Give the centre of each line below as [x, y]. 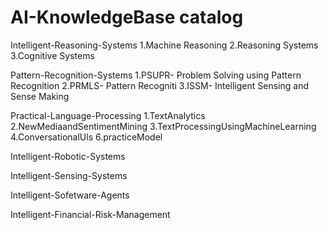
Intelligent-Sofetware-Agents [70, 195]
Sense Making [40, 96]
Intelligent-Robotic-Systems [68, 156]
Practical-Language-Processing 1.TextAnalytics [108, 115]
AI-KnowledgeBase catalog [127, 17]
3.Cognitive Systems [52, 55]
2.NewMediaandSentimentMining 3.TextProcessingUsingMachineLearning [163, 126]
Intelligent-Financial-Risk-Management [90, 214]
